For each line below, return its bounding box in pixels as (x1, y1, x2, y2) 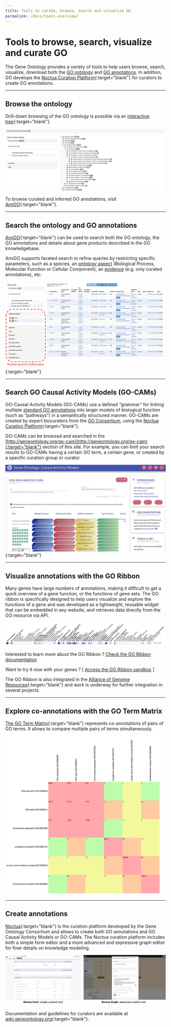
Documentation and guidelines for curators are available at (5, 1011, 128, 1017)
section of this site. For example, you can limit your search (42, 444, 165, 450)
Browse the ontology (5, 99, 73, 108)
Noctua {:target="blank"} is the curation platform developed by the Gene (5, 923, 157, 929)
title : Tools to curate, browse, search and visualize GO (5, 8, 131, 13)
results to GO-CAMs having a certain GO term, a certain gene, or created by (5, 449, 164, 456)
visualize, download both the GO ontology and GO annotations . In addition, (5, 69, 162, 75)
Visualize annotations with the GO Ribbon (5, 571, 140, 581)
